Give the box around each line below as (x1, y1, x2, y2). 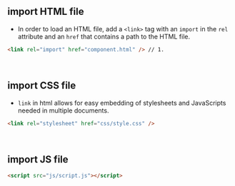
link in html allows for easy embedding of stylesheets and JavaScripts (17, 98, 226, 107)
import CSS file (7, 80, 76, 92)
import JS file (7, 153, 69, 165)
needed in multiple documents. (17, 106, 109, 115)
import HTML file (7, 6, 84, 18)
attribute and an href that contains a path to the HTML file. (17, 32, 191, 41)
